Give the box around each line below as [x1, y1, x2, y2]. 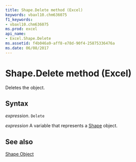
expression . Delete [5, 113, 45, 119]
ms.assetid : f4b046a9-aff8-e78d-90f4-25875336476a [5, 41, 115, 46]
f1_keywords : [5, 17, 33, 22]
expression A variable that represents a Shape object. [5, 123, 118, 129]
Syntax [5, 99, 29, 108]
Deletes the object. [5, 84, 45, 90]
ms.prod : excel [5, 27, 38, 32]
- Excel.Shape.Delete [5, 36, 51, 41]
